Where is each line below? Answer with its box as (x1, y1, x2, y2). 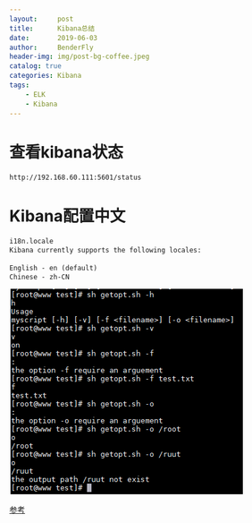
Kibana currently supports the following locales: (9, 246, 202, 255)
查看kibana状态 (9, 141, 123, 162)
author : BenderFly (9, 43, 94, 52)
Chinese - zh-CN (9, 273, 70, 282)
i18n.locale (9, 237, 54, 246)
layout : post (9, 14, 74, 23)
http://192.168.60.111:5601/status (9, 173, 142, 183)
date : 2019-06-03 (9, 33, 98, 42)
